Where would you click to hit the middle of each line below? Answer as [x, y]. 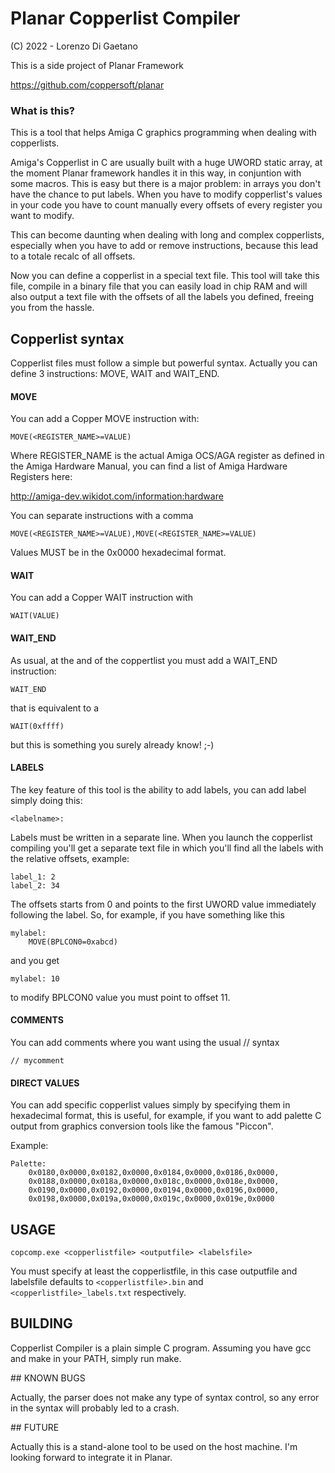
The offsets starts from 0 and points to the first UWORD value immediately [163, 904]
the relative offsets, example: [70, 858]
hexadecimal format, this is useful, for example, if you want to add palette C [166, 1116]
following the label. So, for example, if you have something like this [147, 914]
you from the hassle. [52, 308]
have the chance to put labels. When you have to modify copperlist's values [166, 194]
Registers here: [41, 477]
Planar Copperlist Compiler [125, 18]
